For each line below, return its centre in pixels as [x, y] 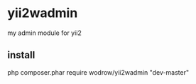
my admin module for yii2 [44, 33]
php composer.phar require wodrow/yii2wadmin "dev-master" [98, 72]
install [21, 55]
